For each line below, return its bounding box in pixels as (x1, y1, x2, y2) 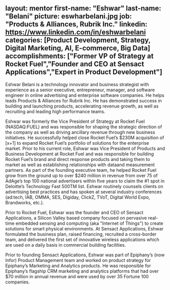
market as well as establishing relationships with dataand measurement (5, 162, 155, 168)
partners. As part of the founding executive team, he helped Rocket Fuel (5, 167, 157, 173)
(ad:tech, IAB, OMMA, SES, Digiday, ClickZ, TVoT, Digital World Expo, (5, 194, 150, 200)
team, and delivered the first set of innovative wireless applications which (5, 236, 159, 243)
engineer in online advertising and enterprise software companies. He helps (5, 92, 164, 98)
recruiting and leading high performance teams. (5, 108, 105, 114)
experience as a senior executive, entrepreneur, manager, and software (5, 87, 155, 93)
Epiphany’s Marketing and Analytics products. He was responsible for (5, 262, 151, 269)
